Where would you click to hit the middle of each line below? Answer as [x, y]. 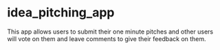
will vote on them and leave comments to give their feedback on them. [107, 38]
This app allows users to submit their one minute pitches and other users [110, 32]
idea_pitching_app [61, 13]
